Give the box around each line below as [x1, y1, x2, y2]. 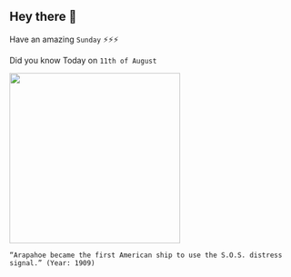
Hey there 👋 [9, 9, 77, 25]
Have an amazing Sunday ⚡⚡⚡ [9, 34, 119, 45]
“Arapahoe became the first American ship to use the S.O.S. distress [9, 251, 283, 260]
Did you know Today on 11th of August [9, 54, 157, 65]
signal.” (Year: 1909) [9, 258, 95, 268]
